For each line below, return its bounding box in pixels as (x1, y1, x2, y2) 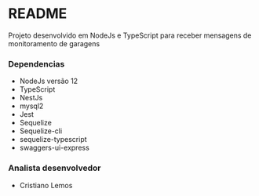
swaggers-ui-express (19, 143, 90, 153)
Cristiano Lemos (19, 180, 73, 190)
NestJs (19, 93, 43, 103)
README (8, 5, 67, 23)
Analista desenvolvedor (8, 162, 101, 173)
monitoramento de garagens (8, 38, 100, 48)
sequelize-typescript (19, 135, 88, 144)
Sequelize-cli (19, 126, 63, 136)
